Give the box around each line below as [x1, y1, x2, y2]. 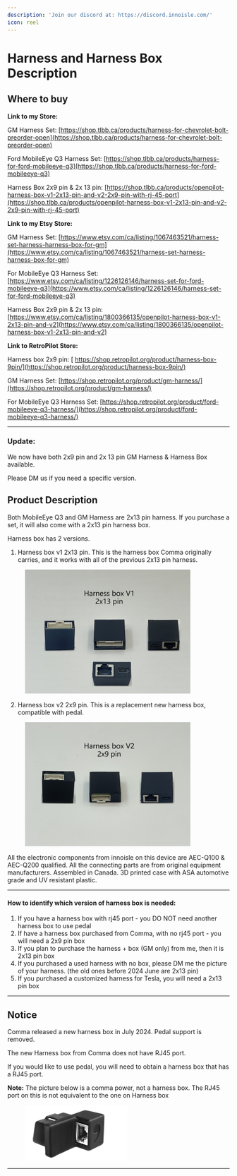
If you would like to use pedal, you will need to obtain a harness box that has [7, 1062, 229, 1071]
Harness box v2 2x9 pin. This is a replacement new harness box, [17, 700, 206, 709]
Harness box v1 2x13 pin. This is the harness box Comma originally [17, 548, 212, 556]
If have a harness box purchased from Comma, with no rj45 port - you [17, 929, 222, 938]
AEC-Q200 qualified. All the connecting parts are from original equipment [7, 861, 221, 870]
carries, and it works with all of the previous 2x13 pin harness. [17, 555, 198, 564]
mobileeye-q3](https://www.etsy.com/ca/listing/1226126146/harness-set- [7, 284, 222, 292]
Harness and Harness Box [7, 50, 163, 66]
